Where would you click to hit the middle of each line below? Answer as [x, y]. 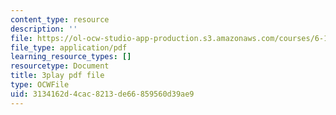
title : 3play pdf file [57, 76]
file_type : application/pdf [69, 47]
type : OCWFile [40, 85]
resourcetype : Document [60, 66]
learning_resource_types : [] [71, 57]
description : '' [44, 29]
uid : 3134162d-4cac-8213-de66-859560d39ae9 [102, 94]
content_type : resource [60, 19]
